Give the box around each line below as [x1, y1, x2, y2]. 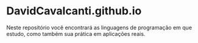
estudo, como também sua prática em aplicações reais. [6, 30, 146, 37]
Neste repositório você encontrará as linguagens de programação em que [6, 24, 193, 31]
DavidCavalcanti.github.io [6, 4, 142, 18]
